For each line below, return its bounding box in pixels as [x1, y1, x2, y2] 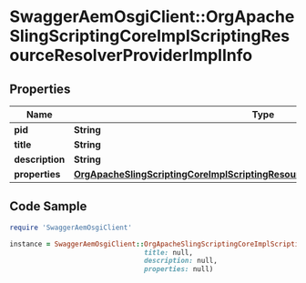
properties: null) [144, 265, 214, 274]
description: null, [144, 257, 219, 266]
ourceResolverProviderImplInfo [9, 45, 253, 66]
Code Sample [9, 198, 87, 215]
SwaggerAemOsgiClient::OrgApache [9, 6, 295, 27]
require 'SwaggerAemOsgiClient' [9, 223, 132, 232]
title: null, [144, 248, 194, 257]
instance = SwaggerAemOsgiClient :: [9, 239, 145, 248]
